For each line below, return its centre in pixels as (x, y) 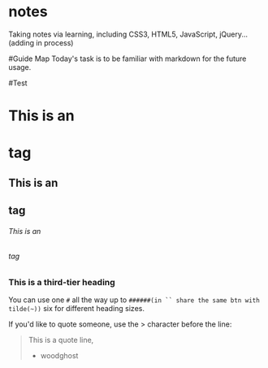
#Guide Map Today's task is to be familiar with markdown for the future (128, 58)
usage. (20, 67)
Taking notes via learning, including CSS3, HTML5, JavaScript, (113, 34)
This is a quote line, (61, 340)
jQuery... (233, 34)
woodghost (59, 356)
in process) (55, 42)
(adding (22, 42)
